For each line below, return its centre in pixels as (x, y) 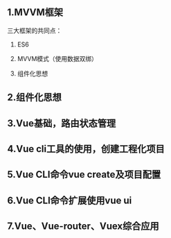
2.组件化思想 (35, 97)
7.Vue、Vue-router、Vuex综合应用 (83, 227)
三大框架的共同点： (35, 31)
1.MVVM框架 (35, 12)
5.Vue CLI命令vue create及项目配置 (84, 175)
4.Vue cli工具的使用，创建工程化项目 (86, 149)
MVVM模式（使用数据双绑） (57, 58)
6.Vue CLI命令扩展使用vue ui (70, 200)
